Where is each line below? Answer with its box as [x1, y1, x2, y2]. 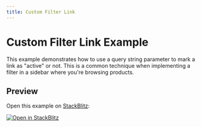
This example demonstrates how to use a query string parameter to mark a [6, 56, 195, 63]
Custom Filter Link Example [6, 35, 149, 49]
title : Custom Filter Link [6, 9, 75, 15]
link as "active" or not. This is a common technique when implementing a [6, 62, 191, 69]
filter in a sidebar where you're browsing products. [6, 68, 134, 76]
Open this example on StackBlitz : [6, 102, 90, 110]
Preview [6, 86, 39, 96]
